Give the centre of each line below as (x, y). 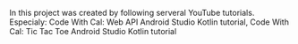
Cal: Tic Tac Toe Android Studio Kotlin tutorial (93, 31)
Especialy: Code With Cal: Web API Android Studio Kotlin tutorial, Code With (149, 22)
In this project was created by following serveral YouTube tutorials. (132, 13)
